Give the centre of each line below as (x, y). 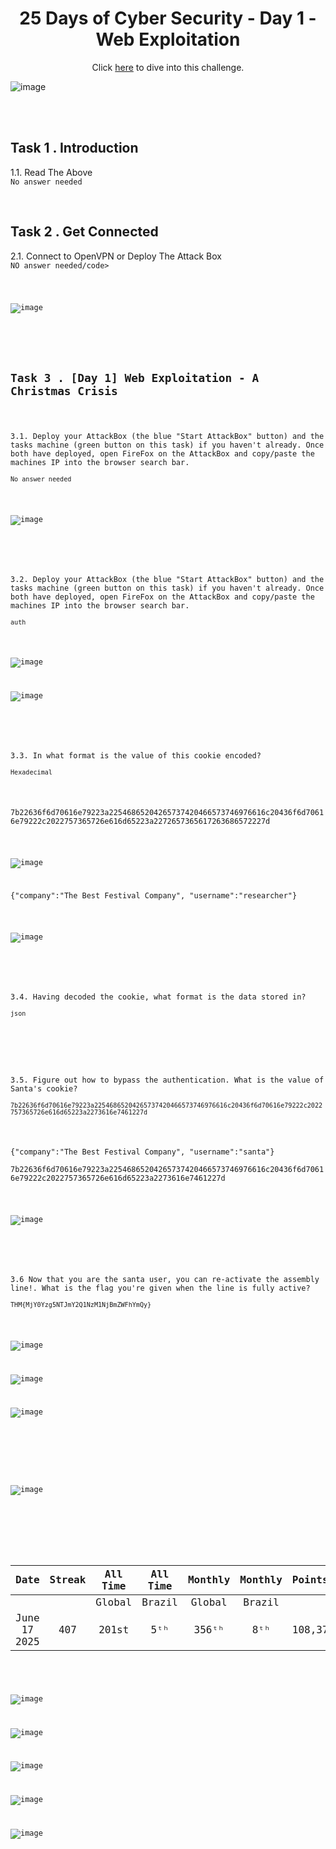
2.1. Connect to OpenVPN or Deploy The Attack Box (116, 256)
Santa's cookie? (44, 1088)
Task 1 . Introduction (74, 148)
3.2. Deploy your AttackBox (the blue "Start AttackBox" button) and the (167, 579)
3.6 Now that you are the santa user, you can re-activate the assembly (165, 1279)
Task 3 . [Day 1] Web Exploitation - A (135, 378)
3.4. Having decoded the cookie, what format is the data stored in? (158, 997)
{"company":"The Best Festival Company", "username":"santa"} (142, 1152)
